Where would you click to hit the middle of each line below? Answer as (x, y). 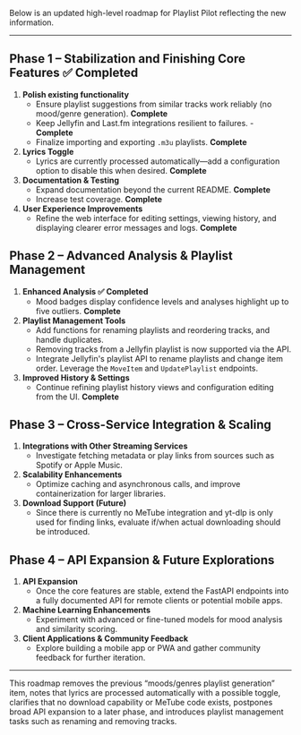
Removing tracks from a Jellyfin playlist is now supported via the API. (163, 349)
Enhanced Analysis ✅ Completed (85, 291)
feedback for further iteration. (90, 658)
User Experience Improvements (82, 209)
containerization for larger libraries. (101, 494)
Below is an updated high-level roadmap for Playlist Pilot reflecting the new (148, 13)
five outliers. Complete (78, 311)
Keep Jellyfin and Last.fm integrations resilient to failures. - (145, 123)
